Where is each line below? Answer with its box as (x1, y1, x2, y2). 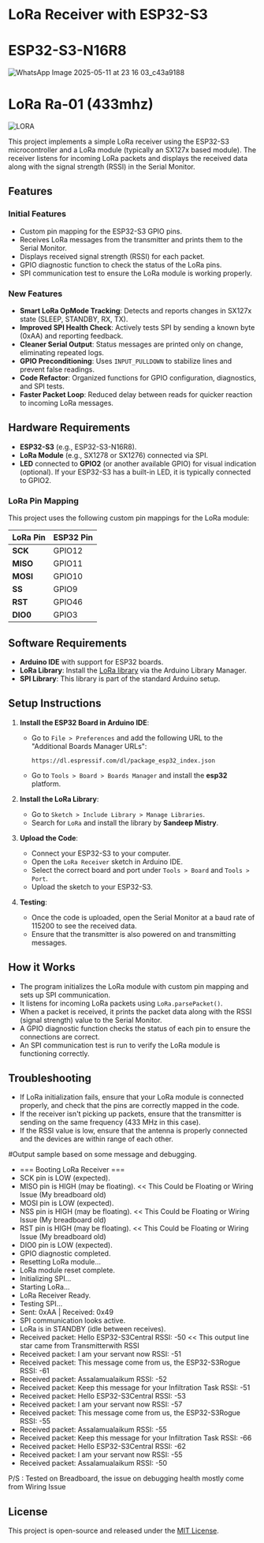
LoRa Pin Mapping (8, 495, 79, 506)
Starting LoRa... (19, 1283, 70, 1292)
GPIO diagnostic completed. (19, 1249, 111, 1258)
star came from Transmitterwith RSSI (19, 1341, 139, 1350)
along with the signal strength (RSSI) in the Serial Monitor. (8, 162, 195, 171)
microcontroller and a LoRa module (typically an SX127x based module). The (8, 145, 257, 155)
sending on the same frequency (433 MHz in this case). (19, 1118, 201, 1127)
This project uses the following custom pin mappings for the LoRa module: (8, 513, 250, 522)
